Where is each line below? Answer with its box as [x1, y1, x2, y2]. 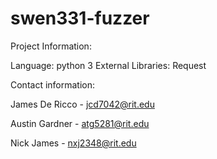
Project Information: [10, 40, 92, 52]
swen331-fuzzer [10, 7, 150, 30]
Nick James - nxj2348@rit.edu [10, 137, 137, 149]
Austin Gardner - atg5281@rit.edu [10, 117, 150, 129]
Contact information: [10, 78, 96, 91]
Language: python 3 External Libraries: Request [10, 59, 207, 71]
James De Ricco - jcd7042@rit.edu [10, 98, 155, 110]
